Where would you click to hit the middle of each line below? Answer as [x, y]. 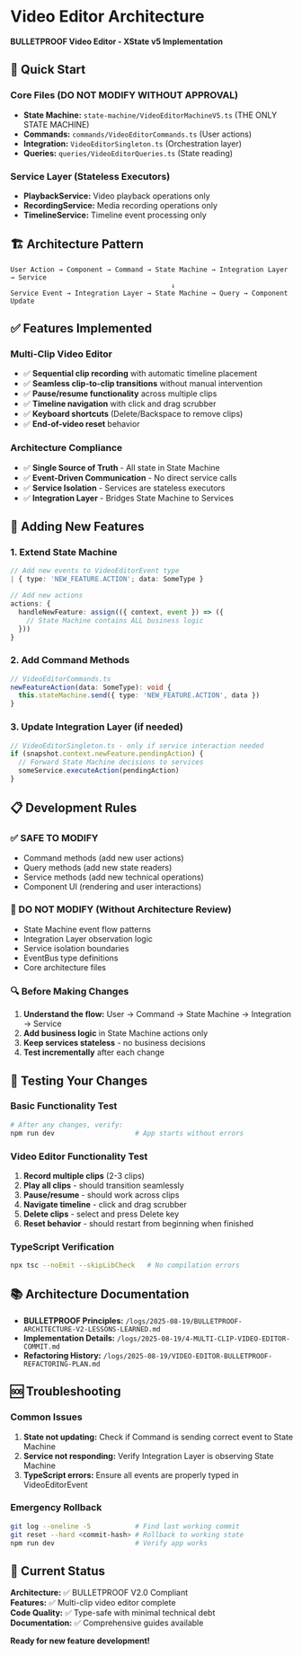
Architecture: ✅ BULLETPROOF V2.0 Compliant [99, 1593]
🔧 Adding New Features [77, 527]
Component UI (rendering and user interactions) [112, 886]
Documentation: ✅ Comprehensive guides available [107, 1623]
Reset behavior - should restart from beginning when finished [138, 1223]
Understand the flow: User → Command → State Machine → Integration [157, 1014]
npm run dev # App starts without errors [127, 1133]
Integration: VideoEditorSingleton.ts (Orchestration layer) [132, 143]
